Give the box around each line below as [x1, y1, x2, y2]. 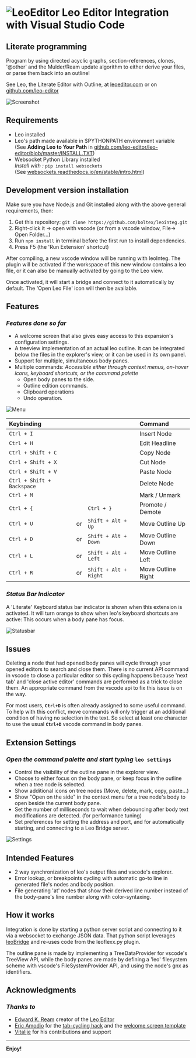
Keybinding [9, 420, 42, 428]
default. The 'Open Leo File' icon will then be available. [6, 285, 138, 292]
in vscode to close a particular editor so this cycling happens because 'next [6, 672, 188, 679]
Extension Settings [6, 738, 76, 748]
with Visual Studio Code [6, 18, 125, 32]
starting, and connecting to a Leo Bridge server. [14, 824, 129, 831]
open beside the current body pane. [14, 800, 101, 807]
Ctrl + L [9, 553, 33, 559]
